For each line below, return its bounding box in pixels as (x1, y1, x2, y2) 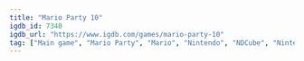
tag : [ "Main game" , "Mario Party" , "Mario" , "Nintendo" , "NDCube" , (9, 38, 270, 48)
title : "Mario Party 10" (9, 13, 103, 22)
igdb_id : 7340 (9, 22, 63, 30)
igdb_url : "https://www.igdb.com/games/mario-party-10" (9, 30, 224, 39)
